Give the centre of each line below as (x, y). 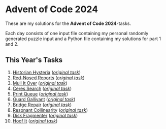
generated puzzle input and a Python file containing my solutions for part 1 (83, 39)
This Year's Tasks (34, 60)
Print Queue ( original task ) (40, 94)
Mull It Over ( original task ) (40, 83)
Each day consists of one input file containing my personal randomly (77, 33)
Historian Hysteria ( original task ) (47, 72)
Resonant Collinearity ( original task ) (50, 110)
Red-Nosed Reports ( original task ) (48, 78)
